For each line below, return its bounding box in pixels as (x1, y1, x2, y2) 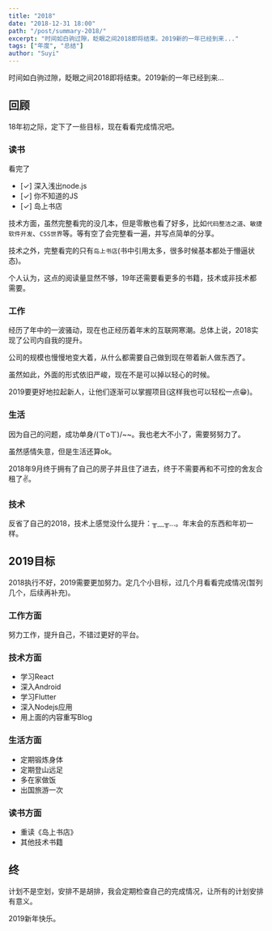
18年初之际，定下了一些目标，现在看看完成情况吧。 (8, 121, 180, 131)
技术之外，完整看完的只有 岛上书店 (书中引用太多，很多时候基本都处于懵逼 (8, 246, 249, 256)
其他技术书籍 (19, 837, 63, 847)
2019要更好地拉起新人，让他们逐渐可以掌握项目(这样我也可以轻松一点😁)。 (8, 387, 257, 397)
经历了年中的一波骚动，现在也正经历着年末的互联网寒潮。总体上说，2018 (8, 325, 252, 335)
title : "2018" (8, 11, 57, 20)
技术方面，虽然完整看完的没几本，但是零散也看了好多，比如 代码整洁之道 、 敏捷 (8, 219, 263, 228)
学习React (19, 672, 54, 682)
